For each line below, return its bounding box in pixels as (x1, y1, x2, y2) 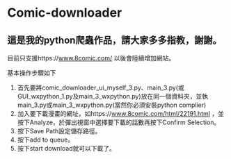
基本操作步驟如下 (7, 69, 56, 77)
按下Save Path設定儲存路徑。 (17, 127, 102, 135)
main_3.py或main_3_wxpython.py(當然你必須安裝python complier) (17, 101, 207, 109)
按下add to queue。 (17, 135, 74, 144)
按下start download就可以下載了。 (17, 144, 116, 152)
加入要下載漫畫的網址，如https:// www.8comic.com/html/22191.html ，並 (17, 110, 225, 117)
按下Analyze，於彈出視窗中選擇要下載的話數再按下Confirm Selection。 (17, 118, 221, 126)
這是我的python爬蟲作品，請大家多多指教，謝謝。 (7, 34, 222, 46)
